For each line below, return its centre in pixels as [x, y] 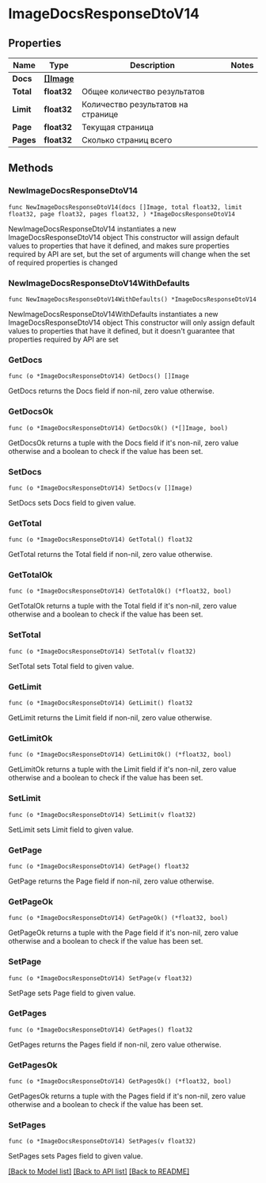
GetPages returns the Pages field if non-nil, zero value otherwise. [115, 1044]
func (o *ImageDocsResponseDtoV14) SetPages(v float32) [102, 1142]
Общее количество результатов [143, 92]
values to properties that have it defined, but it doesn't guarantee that [122, 330]
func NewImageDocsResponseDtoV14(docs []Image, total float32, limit [125, 207]
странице [100, 114]
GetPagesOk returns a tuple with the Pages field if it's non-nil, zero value [127, 1096]
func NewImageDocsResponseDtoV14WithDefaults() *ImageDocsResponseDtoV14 [133, 299]
